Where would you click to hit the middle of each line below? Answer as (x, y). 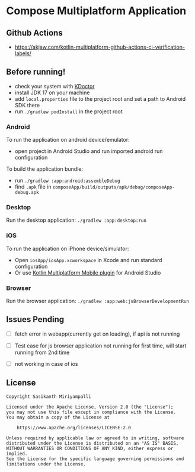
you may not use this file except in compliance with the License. (91, 412)
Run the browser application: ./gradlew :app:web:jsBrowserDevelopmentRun (98, 301)
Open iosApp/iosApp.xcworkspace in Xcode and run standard (88, 260)
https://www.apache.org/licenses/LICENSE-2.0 (74, 428)
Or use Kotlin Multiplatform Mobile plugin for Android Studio (88, 272)
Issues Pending (35, 319)
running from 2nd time (42, 352)
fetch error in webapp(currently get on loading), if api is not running (97, 334)
